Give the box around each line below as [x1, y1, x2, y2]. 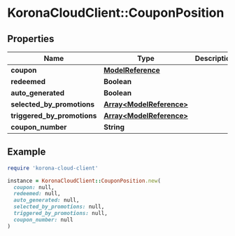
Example [7, 146, 46, 158]
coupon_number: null [13, 216, 73, 223]
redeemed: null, [13, 190, 61, 197]
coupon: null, [13, 183, 55, 190]
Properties [7, 33, 55, 45]
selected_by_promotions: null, [13, 203, 105, 211]
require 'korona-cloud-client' [7, 165, 99, 172]
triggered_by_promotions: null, [13, 210, 108, 217]
